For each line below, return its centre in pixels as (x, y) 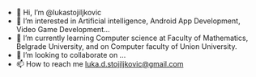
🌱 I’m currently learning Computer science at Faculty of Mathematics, (132, 38)
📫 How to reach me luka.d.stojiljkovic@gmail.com (100, 64)
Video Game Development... (63, 29)
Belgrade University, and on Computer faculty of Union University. (126, 47)
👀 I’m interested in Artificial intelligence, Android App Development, (128, 21)
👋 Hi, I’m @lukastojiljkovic (59, 12)
